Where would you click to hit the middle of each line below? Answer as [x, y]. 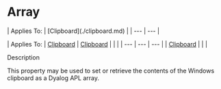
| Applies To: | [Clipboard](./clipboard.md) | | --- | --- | [83, 31]
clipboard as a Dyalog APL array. [53, 78]
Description [23, 57]
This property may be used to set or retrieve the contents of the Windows [111, 71]
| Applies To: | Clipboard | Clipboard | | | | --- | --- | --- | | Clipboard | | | [107, 44]
